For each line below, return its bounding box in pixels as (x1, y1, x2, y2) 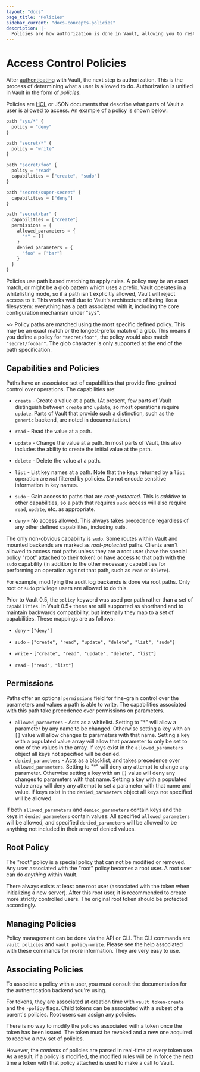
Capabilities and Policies (6, 363, 99, 373)
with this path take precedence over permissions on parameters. (6, 707, 165, 714)
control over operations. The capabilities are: (6, 385, 116, 392)
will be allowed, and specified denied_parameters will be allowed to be (6, 819, 177, 826)
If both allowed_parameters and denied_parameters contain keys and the (6, 806, 182, 813)
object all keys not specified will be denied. (14, 750, 121, 757)
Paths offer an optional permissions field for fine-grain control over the (6, 694, 179, 701)
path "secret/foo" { (6, 162, 58, 168)
